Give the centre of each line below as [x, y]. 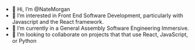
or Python [24, 41]
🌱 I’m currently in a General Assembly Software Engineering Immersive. [101, 28]
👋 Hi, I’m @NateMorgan [41, 9]
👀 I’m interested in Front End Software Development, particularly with [97, 15]
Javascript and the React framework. [58, 22]
